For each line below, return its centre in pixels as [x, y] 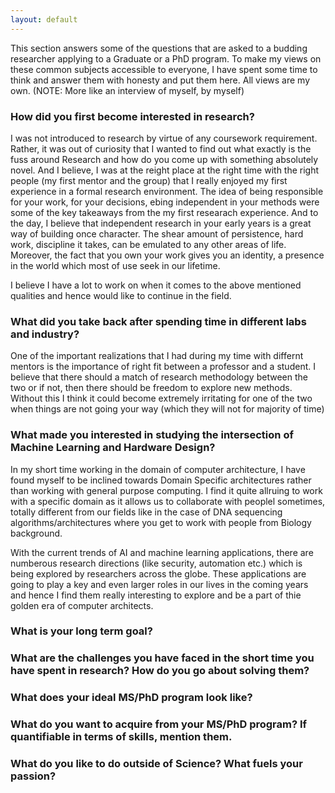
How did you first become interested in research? [132, 116]
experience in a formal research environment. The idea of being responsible [167, 191]
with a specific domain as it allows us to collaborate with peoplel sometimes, [168, 501]
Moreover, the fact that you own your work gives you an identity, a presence [167, 255]
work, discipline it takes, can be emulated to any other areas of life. [148, 244]
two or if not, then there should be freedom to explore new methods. [151, 388]
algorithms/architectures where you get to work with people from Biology [161, 522]
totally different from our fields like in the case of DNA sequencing [146, 512]
